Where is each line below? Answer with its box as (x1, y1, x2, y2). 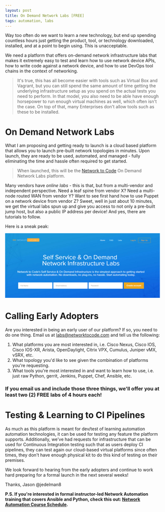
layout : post (5, 8, 32, 13)
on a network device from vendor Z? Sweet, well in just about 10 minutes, (5, 198, 153, 204)
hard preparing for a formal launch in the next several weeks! (5, 472, 129, 478)
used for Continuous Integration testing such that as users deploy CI (5, 441, 143, 448)
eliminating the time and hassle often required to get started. (5, 158, 128, 164)
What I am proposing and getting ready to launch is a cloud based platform (5, 143, 157, 149)
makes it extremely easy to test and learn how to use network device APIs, (5, 58, 156, 64)
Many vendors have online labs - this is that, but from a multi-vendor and (5, 183, 153, 189)
